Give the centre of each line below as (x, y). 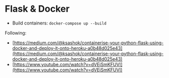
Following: (16, 33)
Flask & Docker (37, 9)
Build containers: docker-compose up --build (59, 23)
